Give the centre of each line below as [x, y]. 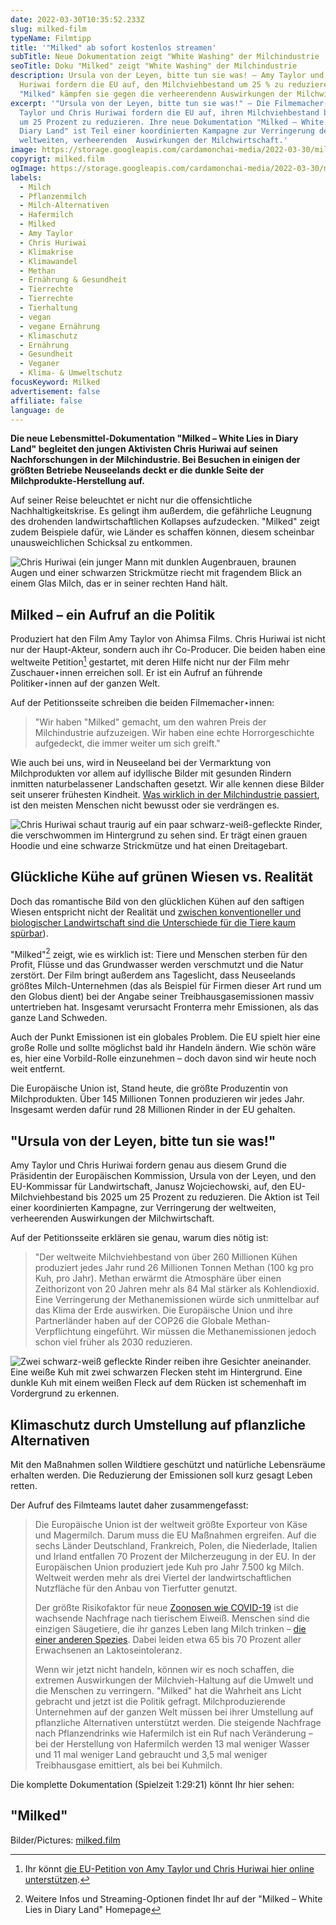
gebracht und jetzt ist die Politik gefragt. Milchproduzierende [160, 1701]
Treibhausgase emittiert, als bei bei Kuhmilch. [128, 1765]
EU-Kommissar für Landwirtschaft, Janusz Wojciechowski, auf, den [149, 1187]
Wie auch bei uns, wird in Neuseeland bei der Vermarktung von [141, 762]
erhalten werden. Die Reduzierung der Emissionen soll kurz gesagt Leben [161, 1475]
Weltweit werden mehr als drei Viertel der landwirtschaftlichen [163, 1577]
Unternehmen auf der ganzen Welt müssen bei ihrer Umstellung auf [174, 1712]
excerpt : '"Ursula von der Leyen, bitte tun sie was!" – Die [140, 103]
